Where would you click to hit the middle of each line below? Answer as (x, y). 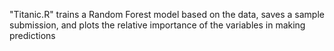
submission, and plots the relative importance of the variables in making (157, 25)
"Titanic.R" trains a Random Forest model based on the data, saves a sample (167, 14)
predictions (32, 35)
